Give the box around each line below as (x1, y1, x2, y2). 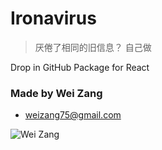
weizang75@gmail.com (24, 109, 122, 121)
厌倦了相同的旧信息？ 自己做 (34, 41, 152, 53)
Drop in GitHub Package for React (10, 61, 150, 73)
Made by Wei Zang (10, 86, 103, 100)
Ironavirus (10, 7, 97, 30)
